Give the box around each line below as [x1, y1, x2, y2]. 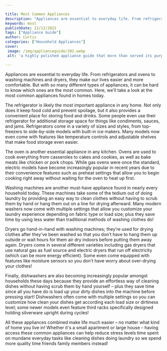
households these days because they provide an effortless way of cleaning [5, 278, 159, 284]
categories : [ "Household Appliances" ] [5, 39, 85, 45]
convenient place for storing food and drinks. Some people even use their [5, 112, 156, 118]
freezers [5, 128, 22, 134]
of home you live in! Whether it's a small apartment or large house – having [5, 324, 159, 331]
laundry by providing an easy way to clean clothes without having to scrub [5, 195, 158, 201]
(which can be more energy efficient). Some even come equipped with [5, 252, 150, 259]
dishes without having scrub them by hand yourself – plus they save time [5, 283, 155, 289]
